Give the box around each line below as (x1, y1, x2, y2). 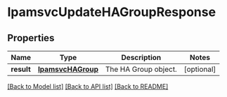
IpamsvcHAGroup (37, 64, 99, 74)
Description (121, 53, 162, 62)
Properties (7, 32, 55, 44)
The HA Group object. (105, 64, 177, 74)
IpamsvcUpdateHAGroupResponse (7, 4, 216, 20)
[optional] (183, 64, 216, 74)
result (11, 64, 32, 74)
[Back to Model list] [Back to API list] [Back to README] (7, 82, 169, 91)
